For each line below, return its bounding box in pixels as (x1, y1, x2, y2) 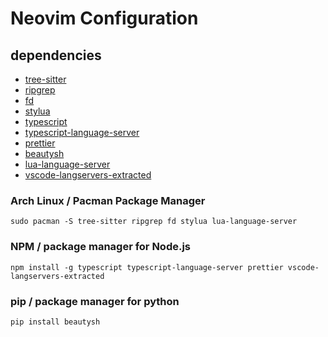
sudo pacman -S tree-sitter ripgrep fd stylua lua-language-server (10, 217, 298, 227)
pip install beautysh (10, 317, 101, 327)
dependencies (10, 47, 102, 64)
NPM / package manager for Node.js (10, 240, 192, 254)
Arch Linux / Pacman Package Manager (10, 193, 206, 207)
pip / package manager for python (10, 294, 180, 308)
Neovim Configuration (10, 7, 199, 30)
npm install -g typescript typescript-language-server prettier (10, 262, 284, 272)
